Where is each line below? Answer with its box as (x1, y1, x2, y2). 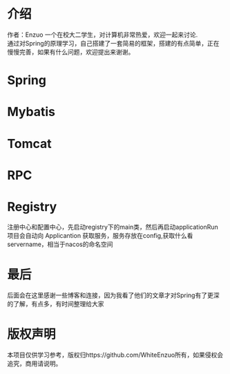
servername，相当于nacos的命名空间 (7, 240, 113, 248)
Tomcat (7, 135, 52, 151)
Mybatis (7, 104, 56, 120)
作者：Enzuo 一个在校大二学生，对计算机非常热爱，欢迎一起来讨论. (7, 30, 198, 39)
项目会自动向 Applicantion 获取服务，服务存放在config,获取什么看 (7, 231, 193, 239)
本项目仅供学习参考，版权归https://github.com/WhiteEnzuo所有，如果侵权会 (7, 350, 224, 359)
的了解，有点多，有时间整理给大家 (7, 299, 104, 308)
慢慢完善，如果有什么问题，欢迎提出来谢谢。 (7, 48, 135, 56)
